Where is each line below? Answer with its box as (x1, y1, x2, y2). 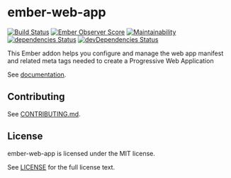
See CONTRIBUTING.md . (7, 109, 81, 118)
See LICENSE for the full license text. (7, 162, 115, 171)
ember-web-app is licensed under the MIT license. (7, 149, 156, 157)
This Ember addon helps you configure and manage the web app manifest (7, 49, 224, 57)
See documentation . (7, 70, 67, 79)
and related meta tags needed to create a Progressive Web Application (7, 56, 214, 65)
